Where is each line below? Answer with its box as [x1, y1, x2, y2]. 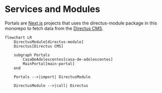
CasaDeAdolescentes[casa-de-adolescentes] [23, 56, 113, 62]
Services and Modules [5, 3, 100, 15]
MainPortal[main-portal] [23, 61, 75, 66]
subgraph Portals [14, 52, 50, 57]
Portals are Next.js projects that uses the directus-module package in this [5, 20, 157, 26]
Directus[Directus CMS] [14, 43, 64, 48]
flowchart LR [5, 35, 32, 40]
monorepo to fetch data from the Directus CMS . [5, 25, 104, 31]
